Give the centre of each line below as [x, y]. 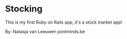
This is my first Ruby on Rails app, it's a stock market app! [64, 22]
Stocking [24, 9]
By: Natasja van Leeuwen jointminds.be [45, 31]
